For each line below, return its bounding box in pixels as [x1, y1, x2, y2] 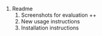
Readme [11, 5, 33, 12]
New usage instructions [21, 18, 80, 25]
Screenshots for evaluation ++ [21, 11, 97, 19]
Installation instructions [21, 24, 79, 31]
